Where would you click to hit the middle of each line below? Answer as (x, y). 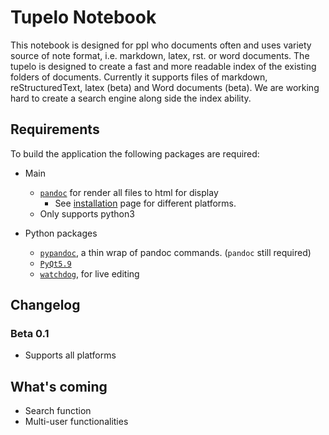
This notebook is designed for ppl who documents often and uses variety (161, 45)
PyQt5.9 (55, 264)
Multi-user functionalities (76, 422)
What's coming (59, 386)
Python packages (61, 233)
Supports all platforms (70, 355)
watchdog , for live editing (89, 273)
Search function (58, 411)
